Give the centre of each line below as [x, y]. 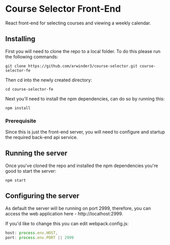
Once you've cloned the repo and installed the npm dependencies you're [82, 166]
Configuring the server [42, 196]
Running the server [36, 153]
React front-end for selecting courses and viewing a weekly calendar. [78, 23]
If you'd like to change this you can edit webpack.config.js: [67, 223]
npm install [18, 108]
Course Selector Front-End [63, 9]
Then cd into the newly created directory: [49, 80]
